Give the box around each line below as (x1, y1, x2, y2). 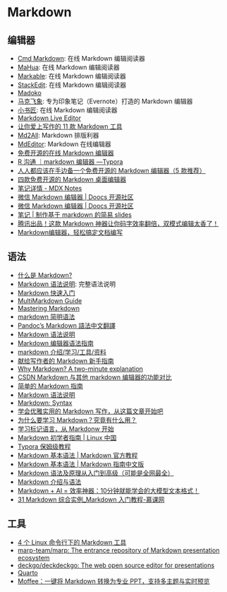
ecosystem (17, 553, 50, 562)
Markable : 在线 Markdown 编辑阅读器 (17, 72, 127, 80)
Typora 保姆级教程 (17, 442, 71, 451)
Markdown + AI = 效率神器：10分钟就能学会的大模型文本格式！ (17, 486, 200, 495)
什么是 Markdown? (17, 271, 73, 279)
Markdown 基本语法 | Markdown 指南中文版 (17, 460, 145, 468)
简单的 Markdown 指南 (17, 381, 83, 390)
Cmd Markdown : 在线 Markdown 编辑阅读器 (17, 54, 146, 62)
